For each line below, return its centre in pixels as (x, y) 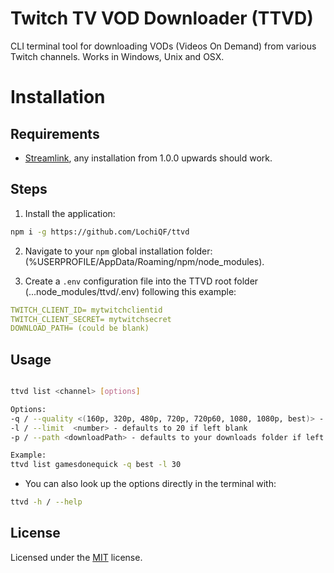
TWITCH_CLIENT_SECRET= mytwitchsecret (91, 319)
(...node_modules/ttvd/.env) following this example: (130, 291)
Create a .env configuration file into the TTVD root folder (141, 281)
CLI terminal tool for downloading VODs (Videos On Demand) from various (163, 46)
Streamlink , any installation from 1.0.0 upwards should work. (148, 158)
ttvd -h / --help (46, 502)
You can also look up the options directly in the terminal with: (150, 484)
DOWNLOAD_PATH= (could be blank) (80, 328)
